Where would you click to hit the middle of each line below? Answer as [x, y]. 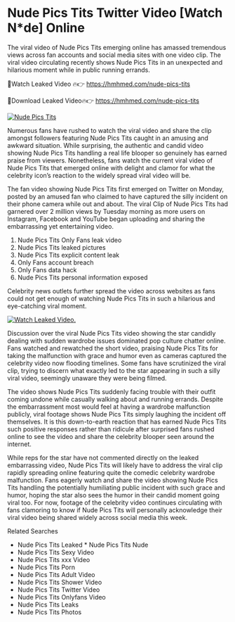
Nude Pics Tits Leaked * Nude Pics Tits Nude [83, 545]
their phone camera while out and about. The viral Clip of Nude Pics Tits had [118, 204]
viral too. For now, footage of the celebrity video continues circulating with [115, 502]
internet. [19, 444]
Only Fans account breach [55, 262]
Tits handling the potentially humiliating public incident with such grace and [116, 488]
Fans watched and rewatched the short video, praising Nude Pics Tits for [113, 348]
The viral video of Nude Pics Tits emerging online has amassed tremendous [117, 47]
